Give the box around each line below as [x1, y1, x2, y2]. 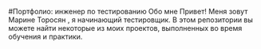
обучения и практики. [8, 32, 83, 41]
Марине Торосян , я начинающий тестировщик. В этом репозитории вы [8, 15, 254, 24]
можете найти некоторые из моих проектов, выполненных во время [8, 24, 243, 32]
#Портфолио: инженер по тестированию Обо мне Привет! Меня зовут [8, 7, 248, 16]
